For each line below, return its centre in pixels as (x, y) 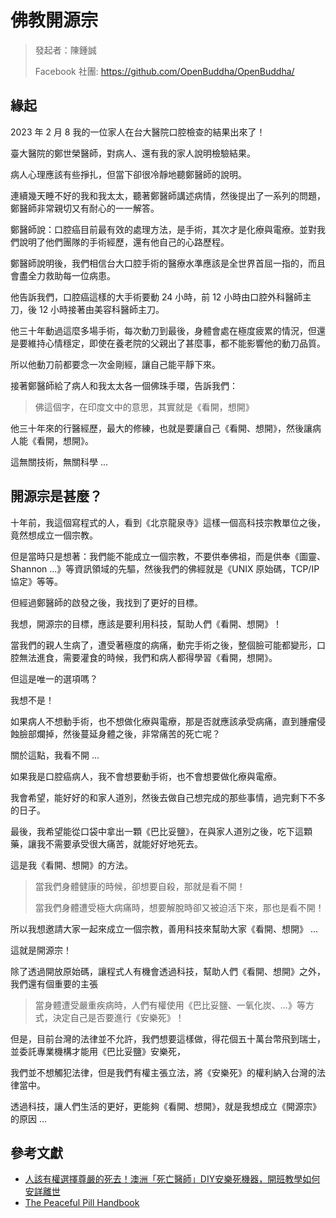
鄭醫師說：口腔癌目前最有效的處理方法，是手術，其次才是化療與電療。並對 (163, 229)
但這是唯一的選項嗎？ (54, 678)
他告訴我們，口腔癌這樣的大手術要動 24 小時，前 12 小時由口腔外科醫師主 (161, 297)
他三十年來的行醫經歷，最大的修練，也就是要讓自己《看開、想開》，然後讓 (161, 428)
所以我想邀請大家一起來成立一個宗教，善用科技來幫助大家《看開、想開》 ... (164, 928)
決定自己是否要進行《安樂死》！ (118, 1017)
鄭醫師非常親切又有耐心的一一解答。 (85, 208)
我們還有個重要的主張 (54, 983)
